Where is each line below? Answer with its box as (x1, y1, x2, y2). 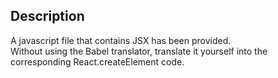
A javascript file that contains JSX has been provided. (10, 34, 232, 46)
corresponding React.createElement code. (10, 55, 185, 68)
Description (10, 8, 85, 25)
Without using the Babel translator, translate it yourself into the (10, 45, 268, 57)
